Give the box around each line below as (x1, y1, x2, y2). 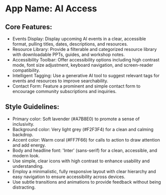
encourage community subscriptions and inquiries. (12, 89, 117, 94)
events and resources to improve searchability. (12, 78, 108, 84)
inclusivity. (12, 121, 35, 127)
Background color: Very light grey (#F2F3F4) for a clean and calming (12, 126, 154, 132)
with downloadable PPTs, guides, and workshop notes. (12, 51, 125, 57)
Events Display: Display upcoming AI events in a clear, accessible (12, 36, 147, 42)
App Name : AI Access (5, 3, 97, 14)
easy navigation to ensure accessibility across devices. (12, 174, 126, 180)
